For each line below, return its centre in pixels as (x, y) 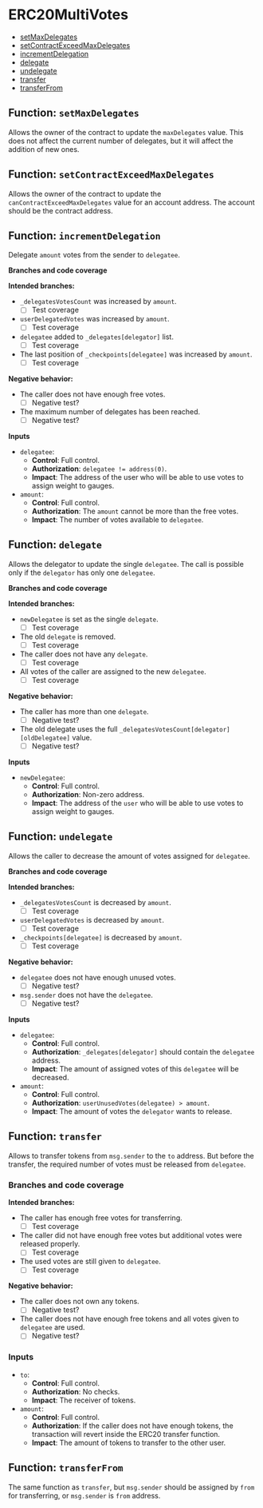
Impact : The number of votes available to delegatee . (118, 519)
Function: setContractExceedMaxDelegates (111, 175)
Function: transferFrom (66, 1468)
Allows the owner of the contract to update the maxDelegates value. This (126, 132)
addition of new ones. (44, 149)
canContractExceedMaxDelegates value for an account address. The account (131, 202)
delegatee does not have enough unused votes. (98, 977)
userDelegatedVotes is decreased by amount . (92, 920)
